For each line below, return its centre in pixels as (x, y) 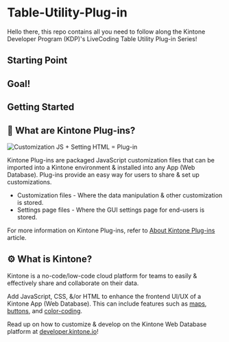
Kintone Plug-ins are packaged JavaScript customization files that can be (111, 160)
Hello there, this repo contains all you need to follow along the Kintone (106, 32)
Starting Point (37, 61)
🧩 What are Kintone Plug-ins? (71, 131)
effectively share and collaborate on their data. (73, 283)
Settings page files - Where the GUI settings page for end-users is (111, 210)
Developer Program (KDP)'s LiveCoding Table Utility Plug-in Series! (102, 38)
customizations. (29, 182)
